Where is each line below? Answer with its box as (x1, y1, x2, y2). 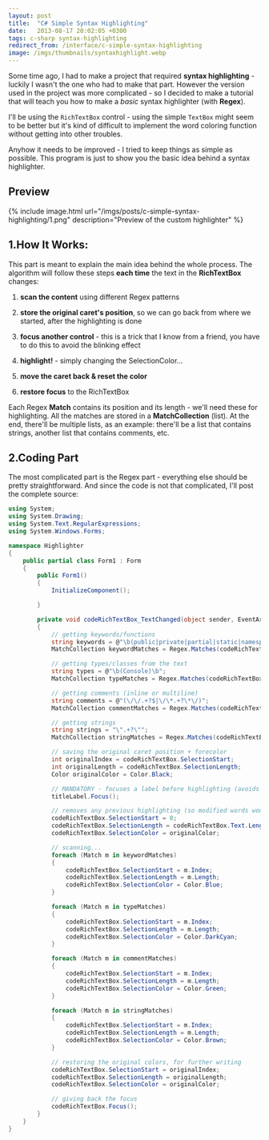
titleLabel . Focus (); (50, 792, 120, 801)
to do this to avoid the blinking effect (19, 340, 142, 350)
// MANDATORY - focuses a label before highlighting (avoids (50, 785, 260, 793)
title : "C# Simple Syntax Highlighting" (8, 19, 149, 27)
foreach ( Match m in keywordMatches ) (50, 851, 178, 859)
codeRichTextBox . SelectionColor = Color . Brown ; (65, 1037, 227, 1045)
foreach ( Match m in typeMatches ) (50, 903, 167, 911)
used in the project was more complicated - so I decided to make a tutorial (8, 88, 254, 97)
